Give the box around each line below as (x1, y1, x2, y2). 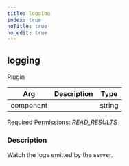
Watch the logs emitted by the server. (7, 151, 113, 159)
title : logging (7, 10, 51, 17)
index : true (7, 16, 41, 23)
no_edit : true (7, 29, 48, 36)
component (10, 101, 48, 110)
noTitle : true (7, 23, 48, 29)
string (99, 101, 119, 110)
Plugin (7, 73, 25, 81)
